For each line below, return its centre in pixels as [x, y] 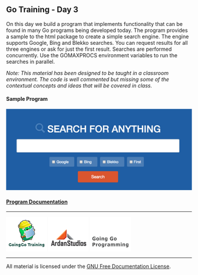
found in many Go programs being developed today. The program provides [97, 30]
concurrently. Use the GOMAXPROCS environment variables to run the [92, 55]
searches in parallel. [31, 61]
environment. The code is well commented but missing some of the [88, 79]
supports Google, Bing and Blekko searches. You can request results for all [97, 42]
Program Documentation [37, 202]
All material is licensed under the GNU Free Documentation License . [88, 266]
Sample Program [27, 99]
